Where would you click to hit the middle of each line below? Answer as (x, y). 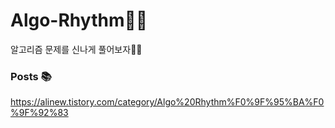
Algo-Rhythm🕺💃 (79, 20)
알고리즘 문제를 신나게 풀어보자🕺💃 (76, 49)
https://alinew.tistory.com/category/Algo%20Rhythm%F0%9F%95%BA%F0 (167, 102)
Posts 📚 (31, 76)
